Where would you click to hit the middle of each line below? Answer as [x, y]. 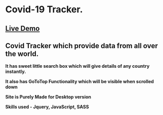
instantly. [16, 72]
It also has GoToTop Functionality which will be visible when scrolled [80, 82]
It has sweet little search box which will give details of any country [77, 66]
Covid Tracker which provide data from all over [81, 45]
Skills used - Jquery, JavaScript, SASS [47, 107]
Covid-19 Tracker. [44, 9]
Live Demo [23, 28]
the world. [22, 54]
